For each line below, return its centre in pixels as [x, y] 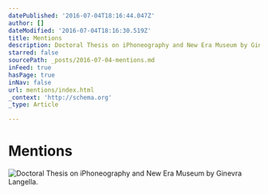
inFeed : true [30, 68]
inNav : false [30, 82]
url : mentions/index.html [51, 90]
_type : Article [33, 105]
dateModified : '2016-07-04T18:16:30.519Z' [80, 30]
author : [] [26, 23]
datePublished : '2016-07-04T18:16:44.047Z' [82, 16]
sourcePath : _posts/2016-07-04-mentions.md [82, 61]
